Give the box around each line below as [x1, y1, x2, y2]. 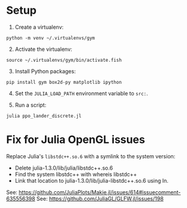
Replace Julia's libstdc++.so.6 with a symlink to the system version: [6, 152, 176, 159]
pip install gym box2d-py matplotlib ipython [6, 79, 122, 85]
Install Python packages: [14, 67, 76, 75]
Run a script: [14, 101, 47, 108]
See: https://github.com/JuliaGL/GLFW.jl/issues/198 [36, 195, 164, 202]
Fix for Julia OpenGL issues [6, 133, 146, 147]
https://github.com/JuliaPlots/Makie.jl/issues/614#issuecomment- [19, 188, 181, 195]
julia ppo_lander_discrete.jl [6, 113, 82, 119]
